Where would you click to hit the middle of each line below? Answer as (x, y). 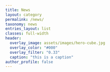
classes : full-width (27, 33)
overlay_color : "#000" (34, 48)
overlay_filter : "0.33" (35, 52)
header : (13, 39)
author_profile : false (29, 62)
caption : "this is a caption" (42, 57)
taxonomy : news (21, 24)
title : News (18, 10)
